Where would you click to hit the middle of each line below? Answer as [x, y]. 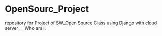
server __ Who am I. [25, 28]
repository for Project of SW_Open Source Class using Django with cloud [81, 23]
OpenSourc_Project [47, 9]
